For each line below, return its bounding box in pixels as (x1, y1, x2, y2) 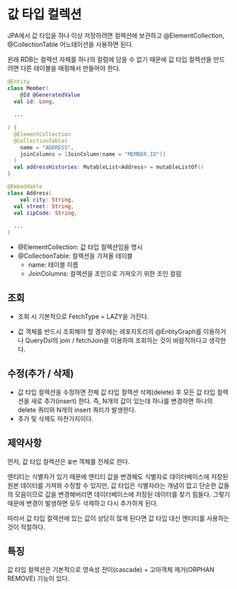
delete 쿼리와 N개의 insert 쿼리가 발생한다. (17, 405, 137, 414)
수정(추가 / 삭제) (7, 367, 74, 379)
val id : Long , (13, 98, 55, 105)
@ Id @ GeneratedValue (20, 91, 81, 98)
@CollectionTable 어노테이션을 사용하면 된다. (7, 40, 134, 48)
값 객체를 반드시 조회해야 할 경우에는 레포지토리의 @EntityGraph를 (17, 327, 202, 336)
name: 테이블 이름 (28, 261, 79, 269)
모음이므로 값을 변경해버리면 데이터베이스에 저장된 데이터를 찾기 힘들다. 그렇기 (14, 490, 231, 498)
